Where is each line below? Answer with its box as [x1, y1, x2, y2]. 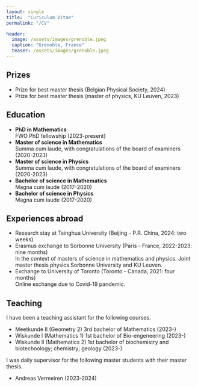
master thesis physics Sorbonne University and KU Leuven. [14, 261, 162, 268]
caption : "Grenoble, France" [11, 42, 85, 48]
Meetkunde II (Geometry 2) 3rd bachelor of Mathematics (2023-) [14, 326, 176, 333]
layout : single [6, 8, 45, 15]
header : [6, 31, 26, 37]
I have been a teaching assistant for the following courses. [6, 314, 151, 321]
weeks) [14, 236, 34, 243]
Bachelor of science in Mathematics [14, 177, 107, 184]
